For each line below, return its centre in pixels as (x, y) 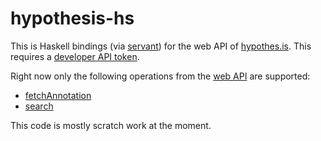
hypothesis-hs (72, 18)
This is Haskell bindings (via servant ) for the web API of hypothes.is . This (161, 46)
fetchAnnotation (58, 95)
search (39, 106)
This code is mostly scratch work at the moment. (111, 125)
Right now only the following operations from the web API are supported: (160, 76)
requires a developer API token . (75, 56)
